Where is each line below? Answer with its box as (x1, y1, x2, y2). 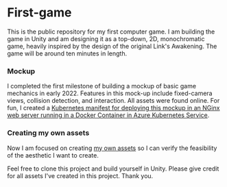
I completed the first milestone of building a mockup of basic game (7, 82, 197, 90)
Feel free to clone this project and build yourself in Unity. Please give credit (7, 164, 219, 173)
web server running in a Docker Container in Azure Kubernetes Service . (7, 111, 210, 119)
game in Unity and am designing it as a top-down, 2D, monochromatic (7, 34, 205, 42)
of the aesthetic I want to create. (7, 151, 99, 159)
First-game (7, 5, 72, 21)
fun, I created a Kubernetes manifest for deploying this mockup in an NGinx (7, 104, 220, 112)
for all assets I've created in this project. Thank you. (7, 171, 154, 179)
